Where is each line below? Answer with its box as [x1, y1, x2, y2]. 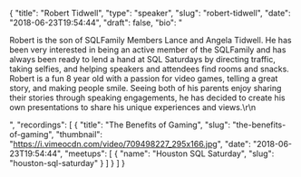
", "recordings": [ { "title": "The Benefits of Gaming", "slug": [9, 119, 231, 130]
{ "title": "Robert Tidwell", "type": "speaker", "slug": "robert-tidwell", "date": [9, 8, 292, 18]
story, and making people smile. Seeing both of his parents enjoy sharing [9, 83, 282, 93]
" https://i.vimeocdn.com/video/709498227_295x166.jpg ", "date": [9, 139, 251, 149]
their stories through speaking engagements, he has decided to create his [9, 92, 286, 103]
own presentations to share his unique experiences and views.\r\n [9, 102, 257, 112]
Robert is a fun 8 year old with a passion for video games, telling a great [9, 73, 278, 84]
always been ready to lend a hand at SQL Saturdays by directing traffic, [9, 54, 277, 64]
